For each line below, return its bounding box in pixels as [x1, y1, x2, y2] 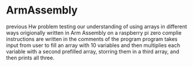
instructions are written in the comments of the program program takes [6, 35, 178, 42]
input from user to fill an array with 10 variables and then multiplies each [6, 42, 181, 49]
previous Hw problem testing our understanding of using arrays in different [6, 23, 188, 30]
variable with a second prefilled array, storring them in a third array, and [6, 48, 180, 55]
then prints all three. [6, 54, 55, 61]
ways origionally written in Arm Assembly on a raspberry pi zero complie [6, 29, 182, 36]
